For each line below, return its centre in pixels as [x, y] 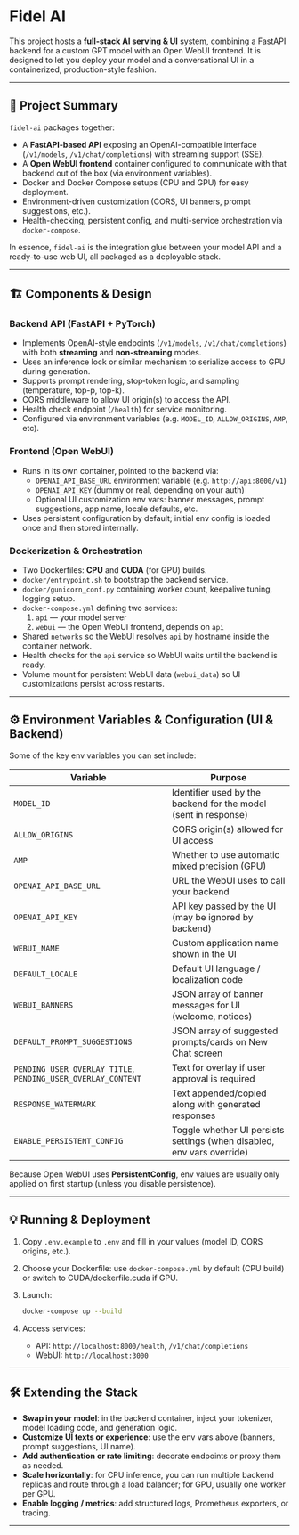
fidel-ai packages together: [62, 127]
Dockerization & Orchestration [76, 551]
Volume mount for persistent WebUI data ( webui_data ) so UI [131, 674]
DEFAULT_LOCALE [46, 974]
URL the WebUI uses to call [229, 880]
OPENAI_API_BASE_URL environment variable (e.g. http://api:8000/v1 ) [161, 480]
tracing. [36, 1513]
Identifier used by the [216, 792]
